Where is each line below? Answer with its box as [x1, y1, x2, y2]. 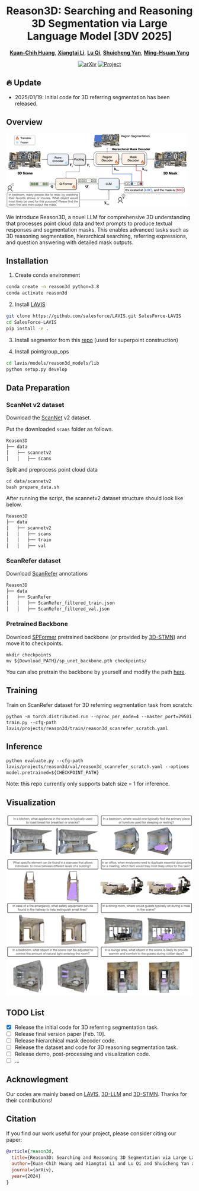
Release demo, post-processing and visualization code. [14, 1050, 150, 1057]
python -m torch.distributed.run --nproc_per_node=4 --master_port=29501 [6, 713, 192, 719]
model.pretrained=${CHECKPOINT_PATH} [6, 770, 99, 776]
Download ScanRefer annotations [6, 570, 88, 577]
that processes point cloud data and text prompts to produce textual [6, 220, 173, 227]
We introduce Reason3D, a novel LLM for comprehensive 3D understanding [6, 213, 191, 220]
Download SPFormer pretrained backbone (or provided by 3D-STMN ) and [6, 633, 187, 640]
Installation [6, 255, 49, 266]
